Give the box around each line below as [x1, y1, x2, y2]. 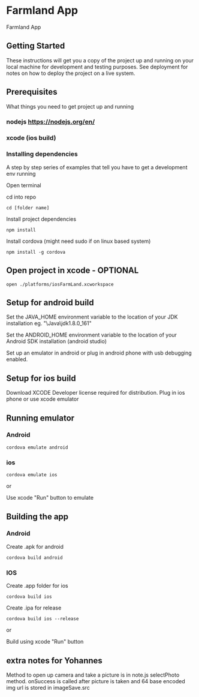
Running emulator [6, 413, 75, 423]
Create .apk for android [6, 543, 64, 550]
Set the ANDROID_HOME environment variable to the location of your [6, 331, 177, 339]
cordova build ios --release [6, 616, 79, 622]
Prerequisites [6, 87, 58, 97]
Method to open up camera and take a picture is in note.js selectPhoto [6, 671, 180, 678]
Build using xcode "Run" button [6, 638, 84, 645]
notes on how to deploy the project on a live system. [6, 70, 135, 77]
